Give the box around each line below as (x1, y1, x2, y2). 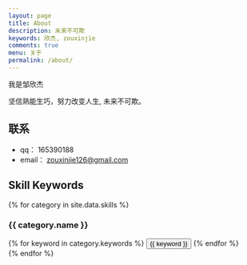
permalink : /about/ (8, 57, 74, 65)
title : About (8, 19, 52, 27)
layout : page (8, 11, 52, 20)
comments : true (8, 42, 59, 50)
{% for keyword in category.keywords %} (8, 238, 145, 248)
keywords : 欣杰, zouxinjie (8, 34, 96, 42)
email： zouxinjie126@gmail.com (19, 155, 129, 164)
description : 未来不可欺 (8, 26, 86, 34)
